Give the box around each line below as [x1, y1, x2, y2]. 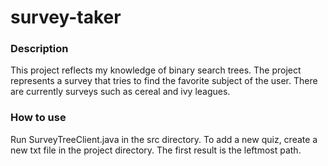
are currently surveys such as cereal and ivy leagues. [10, 86, 231, 98]
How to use [10, 111, 67, 125]
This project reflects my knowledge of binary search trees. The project [10, 64, 302, 76]
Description [10, 42, 69, 56]
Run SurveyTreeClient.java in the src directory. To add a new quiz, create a [10, 133, 318, 145]
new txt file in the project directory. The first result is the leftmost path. [10, 144, 302, 156]
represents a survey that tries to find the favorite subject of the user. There [10, 75, 318, 87]
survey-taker [10, 6, 122, 29]
